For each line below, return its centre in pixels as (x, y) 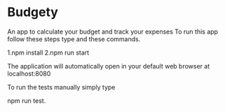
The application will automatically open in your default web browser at (109, 66)
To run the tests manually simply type (61, 87)
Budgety (33, 12)
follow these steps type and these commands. (74, 38)
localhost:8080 (29, 73)
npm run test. (27, 100)
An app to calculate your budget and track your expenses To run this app (113, 31)
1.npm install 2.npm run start (48, 52)
